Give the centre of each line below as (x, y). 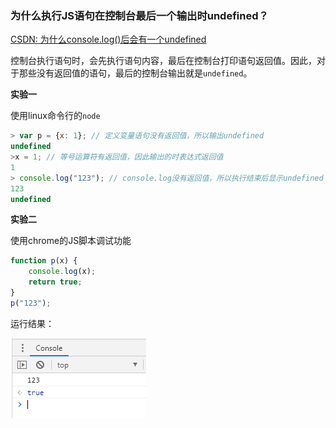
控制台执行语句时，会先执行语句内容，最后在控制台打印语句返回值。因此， (163, 61)
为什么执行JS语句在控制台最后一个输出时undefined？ (139, 15)
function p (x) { (44, 261)
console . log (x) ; (62, 272)
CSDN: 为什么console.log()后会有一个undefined (108, 39)
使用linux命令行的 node (55, 116)
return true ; (55, 282)
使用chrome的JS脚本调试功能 (71, 241)
